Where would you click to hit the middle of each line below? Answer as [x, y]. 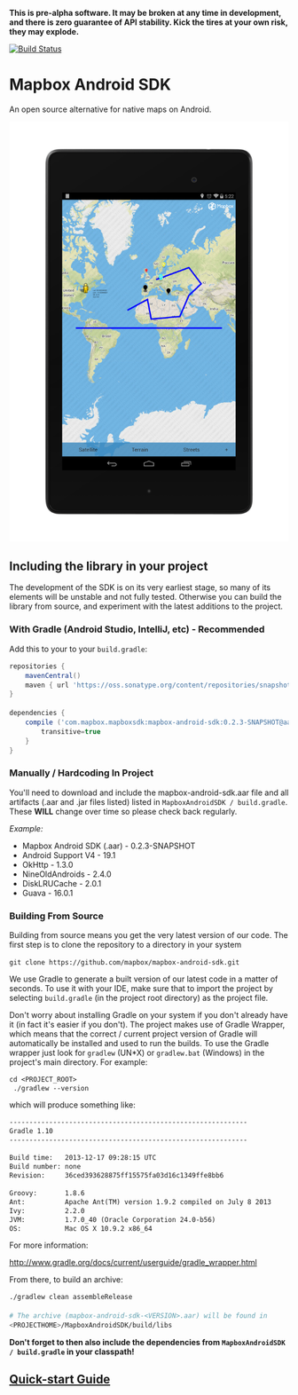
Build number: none [45, 1167]
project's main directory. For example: [78, 1062]
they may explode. [44, 32]
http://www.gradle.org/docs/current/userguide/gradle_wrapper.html [133, 1263]
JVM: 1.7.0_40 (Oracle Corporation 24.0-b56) [113, 1220]
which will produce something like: [72, 1105]
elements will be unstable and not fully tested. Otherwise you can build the [145, 597]
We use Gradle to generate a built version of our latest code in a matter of [144, 979]
